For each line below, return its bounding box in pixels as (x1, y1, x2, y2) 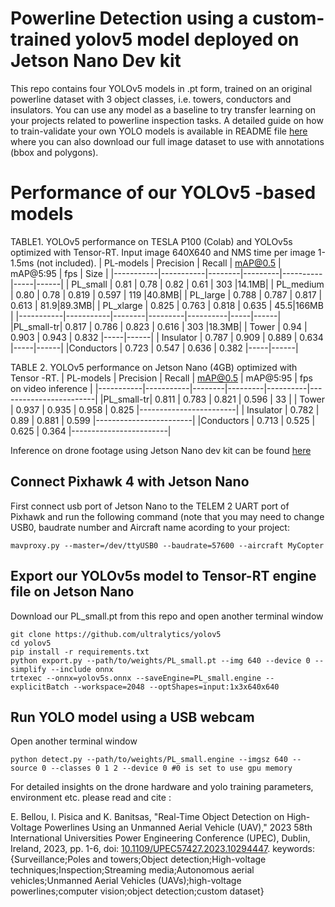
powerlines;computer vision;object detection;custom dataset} (10, 885, 265, 897)
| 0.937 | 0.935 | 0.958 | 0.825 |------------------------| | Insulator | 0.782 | (10, 403, 320, 416)
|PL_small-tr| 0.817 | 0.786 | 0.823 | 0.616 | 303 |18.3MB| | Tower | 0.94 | (10, 320, 308, 332)
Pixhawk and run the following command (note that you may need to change (10, 510, 325, 522)
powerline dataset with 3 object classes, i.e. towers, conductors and (10, 93, 292, 105)
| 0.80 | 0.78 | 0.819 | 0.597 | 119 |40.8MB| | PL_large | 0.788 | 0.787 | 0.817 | (10, 288, 323, 301)
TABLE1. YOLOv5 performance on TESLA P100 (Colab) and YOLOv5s (10, 235, 293, 247)
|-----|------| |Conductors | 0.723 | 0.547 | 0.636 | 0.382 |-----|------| (10, 342, 299, 354)
